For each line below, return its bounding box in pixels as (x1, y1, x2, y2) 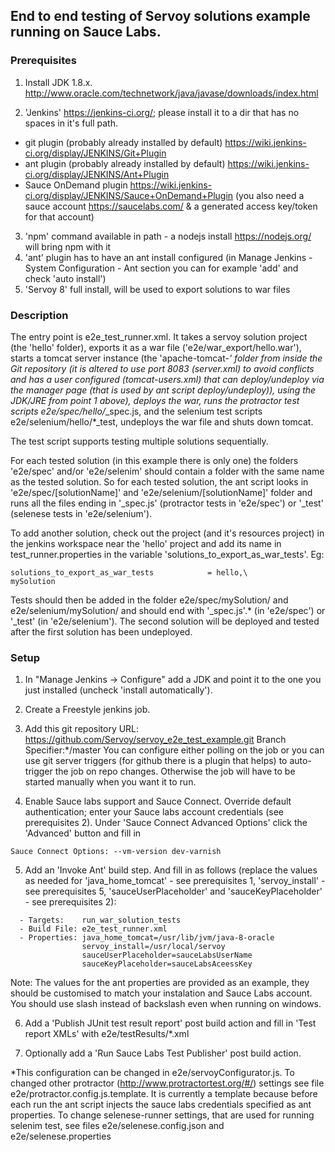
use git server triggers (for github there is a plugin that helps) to (24, 755, 288, 767)
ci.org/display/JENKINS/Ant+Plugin (24, 168, 170, 180)
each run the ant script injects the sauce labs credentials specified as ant (10, 1099, 312, 1111)
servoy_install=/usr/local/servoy (81, 942, 226, 952)
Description (10, 308, 69, 322)
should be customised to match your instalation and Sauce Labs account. (10, 987, 313, 999)
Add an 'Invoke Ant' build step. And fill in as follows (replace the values (24, 864, 318, 876)
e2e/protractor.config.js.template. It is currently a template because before (10, 1088, 318, 1100)
